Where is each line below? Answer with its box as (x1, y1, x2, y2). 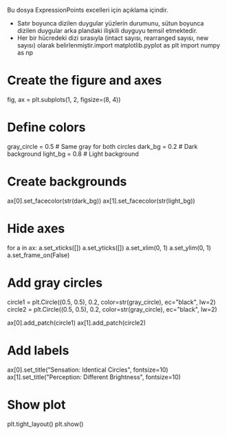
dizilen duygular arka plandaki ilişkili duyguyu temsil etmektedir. (17, 27, 198, 34)
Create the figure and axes (7, 72, 162, 88)
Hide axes (7, 221, 65, 236)
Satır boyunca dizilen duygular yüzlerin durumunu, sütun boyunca (17, 19, 204, 27)
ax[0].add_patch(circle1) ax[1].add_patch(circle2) (7, 318, 147, 327)
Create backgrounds (7, 174, 127, 190)
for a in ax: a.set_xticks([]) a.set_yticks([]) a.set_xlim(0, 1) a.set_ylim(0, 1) (7, 243, 211, 252)
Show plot (7, 396, 66, 412)
